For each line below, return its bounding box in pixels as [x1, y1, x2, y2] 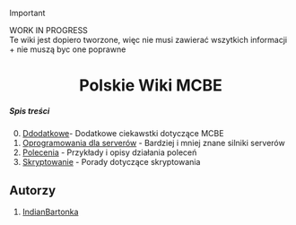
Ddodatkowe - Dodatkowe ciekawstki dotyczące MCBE [22, 128, 224, 139]
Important [9, 8, 46, 18]
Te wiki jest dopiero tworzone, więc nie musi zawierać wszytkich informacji [9, 35, 288, 45]
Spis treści [9, 105, 50, 116]
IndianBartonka [22, 206, 79, 217]
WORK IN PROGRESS [9, 25, 88, 35]
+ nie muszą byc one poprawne [9, 44, 126, 55]
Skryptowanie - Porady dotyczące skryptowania [22, 157, 201, 168]
